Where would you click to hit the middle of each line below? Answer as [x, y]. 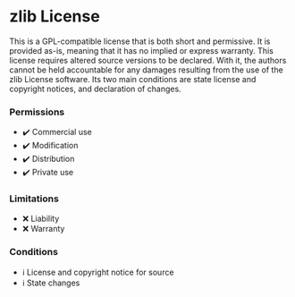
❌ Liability [41, 218]
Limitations [34, 199]
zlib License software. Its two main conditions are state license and [133, 79]
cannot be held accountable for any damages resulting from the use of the [146, 70]
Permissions [37, 112]
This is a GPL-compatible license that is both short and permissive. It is [140, 41]
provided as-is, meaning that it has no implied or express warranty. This [142, 50]
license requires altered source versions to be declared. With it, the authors [148, 60]
